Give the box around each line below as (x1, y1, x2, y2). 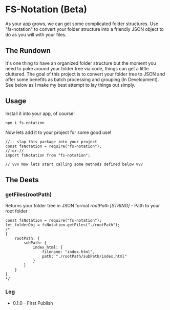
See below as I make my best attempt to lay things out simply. (5, 82, 136, 88)
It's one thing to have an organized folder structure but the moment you (5, 60, 156, 66)
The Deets (5, 176, 39, 184)
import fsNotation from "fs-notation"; (5, 152, 91, 158)
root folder (5, 208, 28, 214)
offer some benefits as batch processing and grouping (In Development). (5, 76, 159, 83)
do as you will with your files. (5, 31, 67, 37)
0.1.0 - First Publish (12, 300, 53, 306)
